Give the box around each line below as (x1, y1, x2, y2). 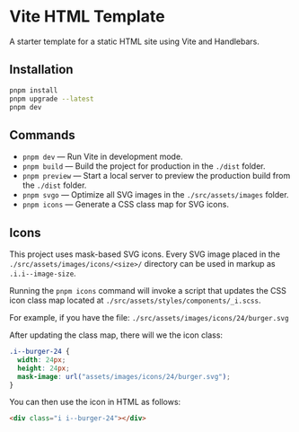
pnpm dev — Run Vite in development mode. (22, 151, 183, 163)
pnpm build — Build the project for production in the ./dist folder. (22, 161, 267, 172)
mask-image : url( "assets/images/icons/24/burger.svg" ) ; (17, 372, 231, 381)
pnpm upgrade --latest (9, 94, 94, 103)
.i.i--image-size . (9, 268, 76, 278)
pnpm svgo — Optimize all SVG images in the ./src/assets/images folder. (22, 190, 289, 200)
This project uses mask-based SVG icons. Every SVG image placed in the (9, 249, 281, 260)
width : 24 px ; (17, 355, 66, 365)
